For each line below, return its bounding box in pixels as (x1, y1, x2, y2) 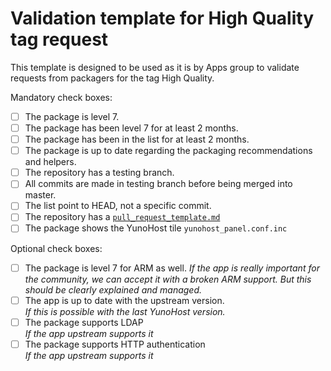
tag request (10, 28, 109, 51)
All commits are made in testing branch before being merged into (24, 178, 293, 190)
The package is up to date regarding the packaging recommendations (24, 145, 313, 157)
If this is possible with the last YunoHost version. (24, 305, 226, 317)
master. (24, 189, 57, 201)
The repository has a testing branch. (24, 167, 175, 179)
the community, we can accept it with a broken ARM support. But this (24, 273, 312, 285)
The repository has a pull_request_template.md (24, 211, 221, 223)
